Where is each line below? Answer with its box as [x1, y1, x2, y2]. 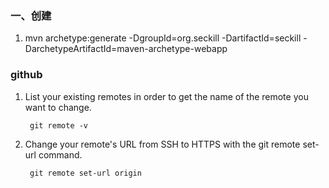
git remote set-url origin [29, 168, 142, 178]
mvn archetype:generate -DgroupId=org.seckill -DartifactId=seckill [24, 32, 302, 44]
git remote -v [29, 120, 89, 131]
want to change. [24, 101, 92, 113]
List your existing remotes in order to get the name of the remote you [24, 90, 309, 102]
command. [38, 148, 83, 161]
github [10, 68, 43, 82]
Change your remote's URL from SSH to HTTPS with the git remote [24, 138, 301, 150]
